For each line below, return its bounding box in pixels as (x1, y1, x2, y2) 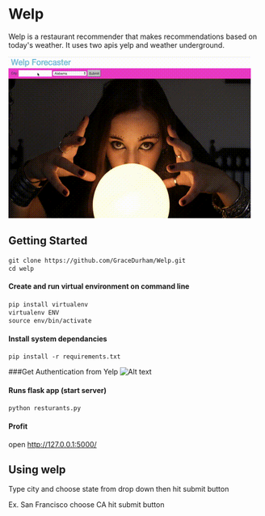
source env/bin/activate (8, 316, 92, 324)
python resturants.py (8, 404, 82, 412)
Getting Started (8, 234, 88, 247)
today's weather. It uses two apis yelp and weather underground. (8, 40, 225, 49)
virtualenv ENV (8, 308, 60, 316)
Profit (8, 421, 28, 431)
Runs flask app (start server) (8, 385, 107, 395)
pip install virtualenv (8, 300, 89, 308)
